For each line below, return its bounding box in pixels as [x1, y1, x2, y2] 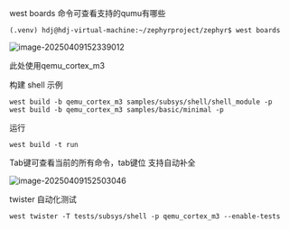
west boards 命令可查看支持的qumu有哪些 [9, 8, 166, 18]
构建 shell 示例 [9, 79, 63, 90]
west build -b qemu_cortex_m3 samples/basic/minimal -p [9, 106, 224, 115]
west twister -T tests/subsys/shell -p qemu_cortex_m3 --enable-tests [9, 212, 281, 221]
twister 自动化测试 [9, 194, 77, 205]
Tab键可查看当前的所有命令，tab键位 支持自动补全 [9, 157, 196, 168]
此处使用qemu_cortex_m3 [9, 60, 106, 70]
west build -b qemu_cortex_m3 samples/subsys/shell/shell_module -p [9, 97, 273, 106]
